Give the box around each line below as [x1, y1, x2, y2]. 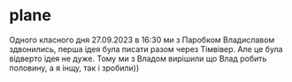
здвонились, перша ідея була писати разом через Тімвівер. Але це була [9, 43, 283, 54]
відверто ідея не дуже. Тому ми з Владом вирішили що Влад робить [9, 53, 267, 63]
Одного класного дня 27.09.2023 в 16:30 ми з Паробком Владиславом [9, 34, 275, 45]
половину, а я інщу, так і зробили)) [9, 63, 140, 73]
